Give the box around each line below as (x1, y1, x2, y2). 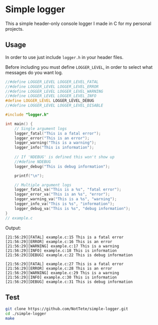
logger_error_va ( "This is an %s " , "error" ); (14, 192, 110, 197)
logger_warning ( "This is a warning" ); (14, 140, 97, 146)
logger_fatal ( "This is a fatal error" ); (14, 131, 101, 136)
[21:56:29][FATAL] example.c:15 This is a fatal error (5, 234, 124, 240)
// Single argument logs (14, 126, 67, 131)
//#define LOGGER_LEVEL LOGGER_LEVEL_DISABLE (5, 103, 103, 108)
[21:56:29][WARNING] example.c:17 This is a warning (5, 243, 119, 249)
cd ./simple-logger (5, 311, 47, 316)
